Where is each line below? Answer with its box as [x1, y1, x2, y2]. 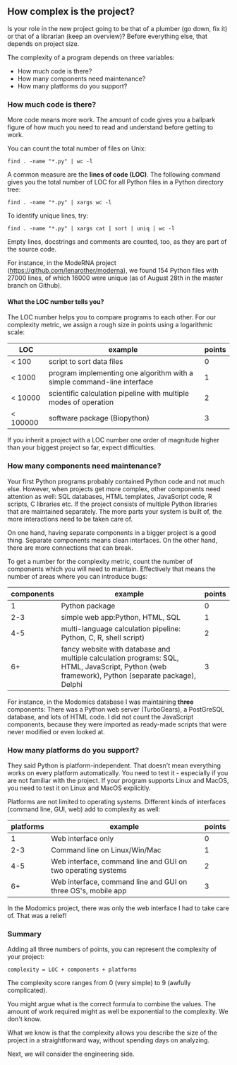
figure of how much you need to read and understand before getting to [7, 123, 214, 131]
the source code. [7, 245, 57, 254]
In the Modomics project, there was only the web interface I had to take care [7, 904, 229, 912]
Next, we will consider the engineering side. [7, 1049, 135, 1059]
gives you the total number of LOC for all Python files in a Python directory [7, 178, 224, 187]
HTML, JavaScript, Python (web [61, 661, 167, 671]
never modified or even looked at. [7, 727, 106, 736]
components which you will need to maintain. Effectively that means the [7, 565, 217, 573]
